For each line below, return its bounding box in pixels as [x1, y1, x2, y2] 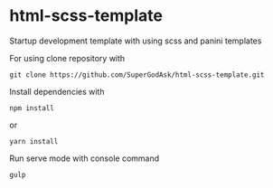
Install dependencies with [9, 86, 105, 97]
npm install [9, 103, 54, 113]
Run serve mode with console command [9, 153, 160, 164]
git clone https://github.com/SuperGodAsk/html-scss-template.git [9, 70, 265, 80]
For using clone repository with [9, 52, 126, 63]
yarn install [9, 136, 59, 146]
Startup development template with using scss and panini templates [9, 35, 262, 46]
